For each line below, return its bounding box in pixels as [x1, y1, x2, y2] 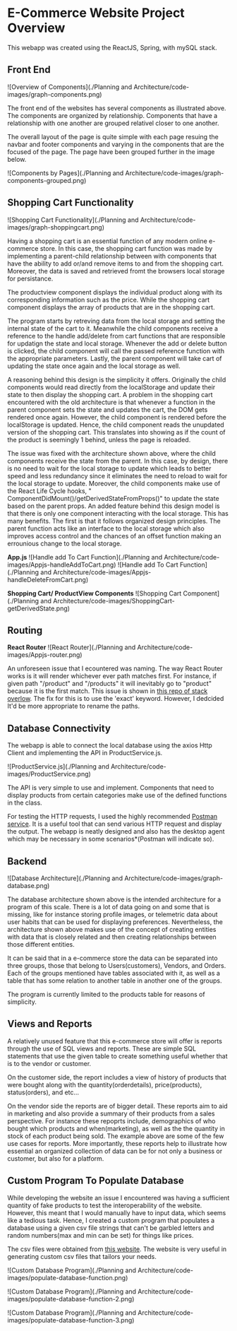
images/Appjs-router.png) [7, 651, 83, 659]
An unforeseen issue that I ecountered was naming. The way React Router [7, 664, 224, 673]
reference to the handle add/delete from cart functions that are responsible [7, 331, 226, 340]
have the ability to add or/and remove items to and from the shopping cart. [7, 259, 224, 268]
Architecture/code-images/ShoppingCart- [52, 596, 175, 605]
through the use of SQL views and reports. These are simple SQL [7, 1044, 196, 1053]
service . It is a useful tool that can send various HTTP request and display [7, 820, 222, 828]
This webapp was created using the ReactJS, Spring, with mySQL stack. [7, 43, 217, 52]
